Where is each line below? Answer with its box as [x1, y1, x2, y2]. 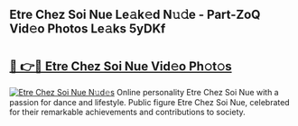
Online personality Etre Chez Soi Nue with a [116, 87, 279, 97]
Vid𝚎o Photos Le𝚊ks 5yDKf [9, 22, 166, 37]
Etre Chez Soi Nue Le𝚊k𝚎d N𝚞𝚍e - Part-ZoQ [9, 7, 261, 22]
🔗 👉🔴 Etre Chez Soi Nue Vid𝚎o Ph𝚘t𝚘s [9, 58, 232, 74]
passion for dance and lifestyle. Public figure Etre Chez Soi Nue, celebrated [9, 97, 291, 107]
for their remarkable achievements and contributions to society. [9, 107, 246, 117]
